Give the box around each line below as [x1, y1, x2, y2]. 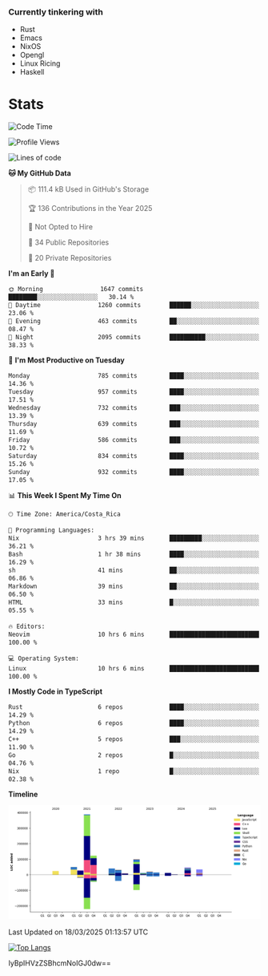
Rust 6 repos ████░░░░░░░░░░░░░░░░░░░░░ [8, 703, 260, 711]
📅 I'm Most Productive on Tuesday [8, 355, 126, 365]
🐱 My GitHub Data [8, 168, 72, 178]
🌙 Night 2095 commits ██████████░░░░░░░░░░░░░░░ [8, 334, 260, 342]
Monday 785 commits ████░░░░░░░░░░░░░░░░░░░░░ [8, 372, 260, 380]
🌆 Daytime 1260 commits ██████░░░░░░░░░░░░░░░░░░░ [8, 302, 260, 310]
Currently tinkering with [8, 6, 104, 18]
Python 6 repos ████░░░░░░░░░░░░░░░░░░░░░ [8, 719, 260, 727]
